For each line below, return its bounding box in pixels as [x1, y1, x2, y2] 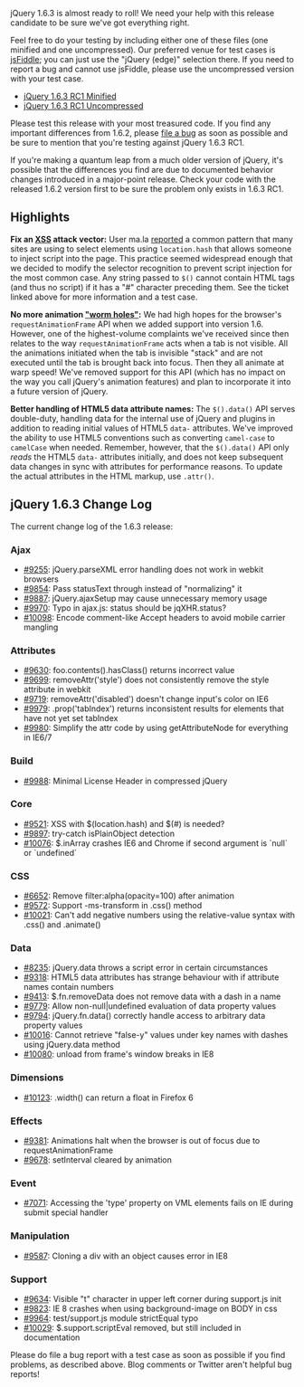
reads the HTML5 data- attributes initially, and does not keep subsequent [10, 451, 284, 462]
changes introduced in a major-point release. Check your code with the [10, 174, 277, 185]
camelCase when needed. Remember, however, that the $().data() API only [10, 442, 290, 452]
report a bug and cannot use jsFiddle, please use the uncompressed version [10, 63, 295, 74]
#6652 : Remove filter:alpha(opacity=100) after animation [23, 890, 234, 901]
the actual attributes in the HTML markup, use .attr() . [10, 470, 215, 481]
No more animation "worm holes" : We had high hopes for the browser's [10, 309, 282, 319]
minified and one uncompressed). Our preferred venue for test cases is [10, 44, 276, 55]
